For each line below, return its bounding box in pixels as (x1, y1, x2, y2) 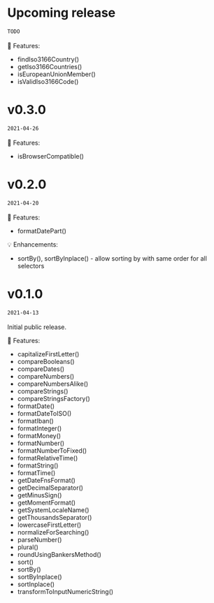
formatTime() (17, 468, 56, 477)
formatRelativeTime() (17, 453, 78, 462)
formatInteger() (17, 424, 62, 433)
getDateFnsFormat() (17, 476, 76, 484)
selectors (17, 261, 45, 270)
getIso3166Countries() (17, 62, 83, 71)
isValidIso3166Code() (17, 77, 79, 85)
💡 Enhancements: (7, 240, 58, 249)
